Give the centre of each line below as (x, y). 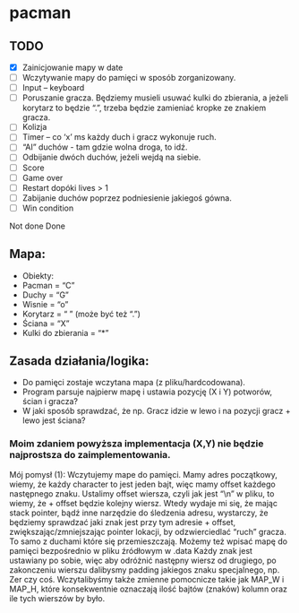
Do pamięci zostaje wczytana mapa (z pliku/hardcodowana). (134, 383)
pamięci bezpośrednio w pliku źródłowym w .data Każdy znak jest (131, 550)
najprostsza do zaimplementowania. (90, 455)
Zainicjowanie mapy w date (73, 67)
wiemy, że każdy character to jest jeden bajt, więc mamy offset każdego (142, 484)
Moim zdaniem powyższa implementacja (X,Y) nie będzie (137, 444)
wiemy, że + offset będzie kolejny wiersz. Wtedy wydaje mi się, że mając (143, 503)
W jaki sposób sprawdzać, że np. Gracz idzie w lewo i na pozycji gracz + (156, 411)
